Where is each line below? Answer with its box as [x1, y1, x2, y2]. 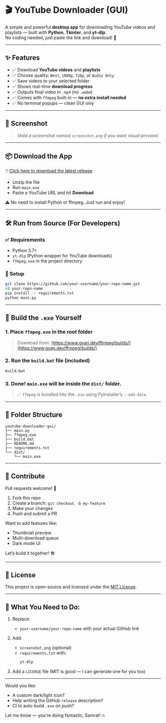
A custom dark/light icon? [12, 692, 65, 698]
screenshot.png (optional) [19, 645, 72, 651]
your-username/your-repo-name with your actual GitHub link [19, 626, 139, 632]
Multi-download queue [12, 535, 59, 541]
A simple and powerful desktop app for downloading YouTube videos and [5, 24, 156, 30]
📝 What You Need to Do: [5, 603, 81, 611]
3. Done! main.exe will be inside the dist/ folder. [5, 380, 122, 387]
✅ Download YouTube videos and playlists [12, 67, 101, 73]
